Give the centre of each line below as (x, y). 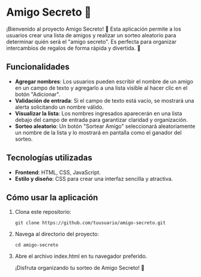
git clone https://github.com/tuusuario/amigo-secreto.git (90, 223)
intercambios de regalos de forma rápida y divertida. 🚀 (73, 48)
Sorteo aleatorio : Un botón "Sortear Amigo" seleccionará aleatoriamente (105, 126)
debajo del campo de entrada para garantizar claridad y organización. (101, 120)
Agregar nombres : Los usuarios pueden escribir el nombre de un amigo (104, 81)
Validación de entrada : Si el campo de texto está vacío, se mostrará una (104, 100)
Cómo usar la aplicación (52, 197)
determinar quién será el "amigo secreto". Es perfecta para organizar (91, 41)
